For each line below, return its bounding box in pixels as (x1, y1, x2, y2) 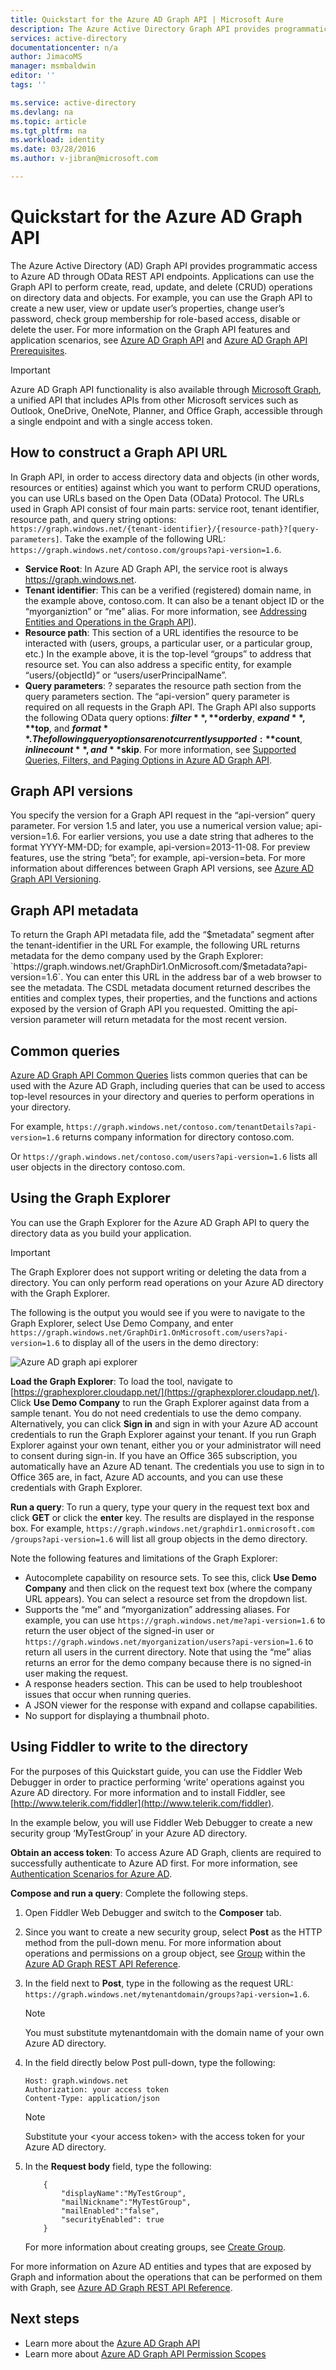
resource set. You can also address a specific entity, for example (24, 658, 292, 670)
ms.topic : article (10, 116, 87, 126)
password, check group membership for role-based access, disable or (10, 312, 301, 325)
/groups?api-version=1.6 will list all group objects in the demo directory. (10, 1532, 308, 1545)
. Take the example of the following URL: (59, 532, 227, 545)
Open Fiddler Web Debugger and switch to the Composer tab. (24, 1906, 282, 1918)
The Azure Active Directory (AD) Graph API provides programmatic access (10, 259, 318, 271)
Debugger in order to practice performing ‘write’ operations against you (10, 1776, 305, 1788)
